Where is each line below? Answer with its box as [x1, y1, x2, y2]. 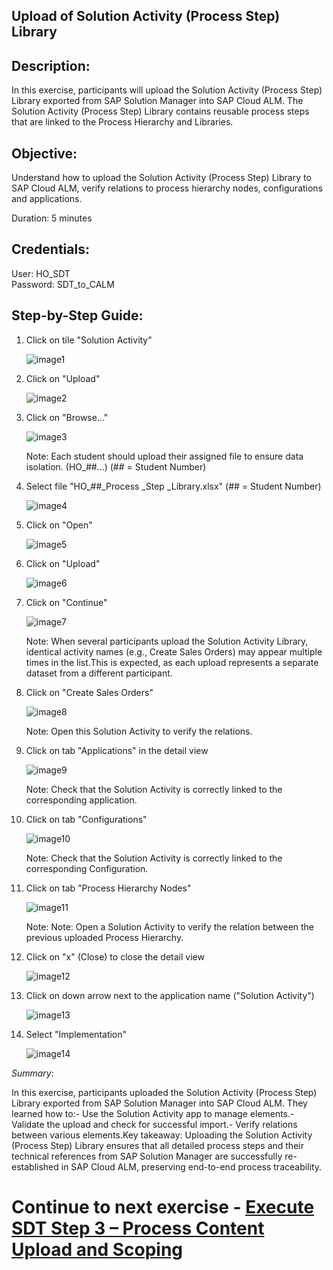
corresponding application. [25, 794, 138, 806]
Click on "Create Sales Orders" [25, 686, 154, 698]
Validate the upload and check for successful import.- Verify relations [11, 1118, 298, 1130]
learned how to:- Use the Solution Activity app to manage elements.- [11, 1107, 295, 1119]
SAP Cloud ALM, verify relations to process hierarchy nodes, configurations [11, 182, 324, 194]
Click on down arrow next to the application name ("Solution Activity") [25, 989, 315, 1001]
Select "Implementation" [25, 1028, 128, 1040]
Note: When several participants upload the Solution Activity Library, [25, 635, 309, 647]
